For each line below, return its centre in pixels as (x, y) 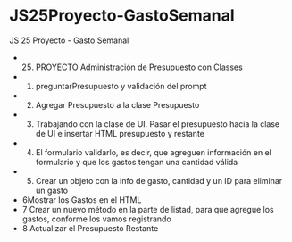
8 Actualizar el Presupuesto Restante (90, 228)
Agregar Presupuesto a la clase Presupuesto (117, 104)
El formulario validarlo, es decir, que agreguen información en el (154, 152)
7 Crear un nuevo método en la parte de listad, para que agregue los (148, 209)
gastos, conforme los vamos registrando (96, 219)
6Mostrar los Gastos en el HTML (82, 200)
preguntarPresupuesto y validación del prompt (121, 86)
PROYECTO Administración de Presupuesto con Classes (139, 67)
